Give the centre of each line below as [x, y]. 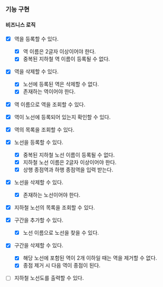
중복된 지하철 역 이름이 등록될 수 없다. [66, 59]
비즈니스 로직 [21, 24]
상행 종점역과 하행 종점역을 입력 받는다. [68, 170]
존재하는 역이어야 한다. [49, 92]
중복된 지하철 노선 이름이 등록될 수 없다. [69, 155]
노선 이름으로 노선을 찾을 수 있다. [61, 233]
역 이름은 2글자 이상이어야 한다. [59, 52]
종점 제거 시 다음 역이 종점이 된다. [62, 266]
